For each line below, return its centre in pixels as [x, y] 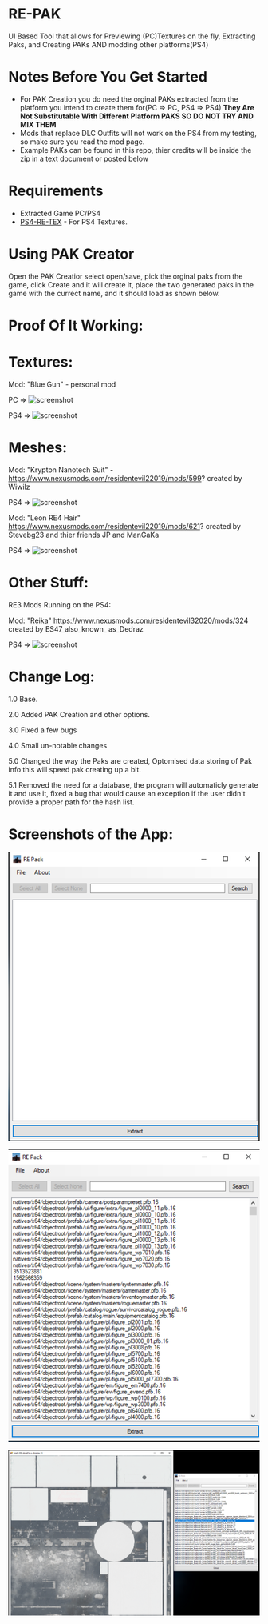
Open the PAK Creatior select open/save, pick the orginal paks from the [126, 276]
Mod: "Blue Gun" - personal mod [62, 384]
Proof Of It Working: [76, 325]
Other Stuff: [49, 583]
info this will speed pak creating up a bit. [75, 769]
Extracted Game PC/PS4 [60, 213]
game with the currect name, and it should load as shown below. [114, 293]
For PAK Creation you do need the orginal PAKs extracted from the [129, 99]
